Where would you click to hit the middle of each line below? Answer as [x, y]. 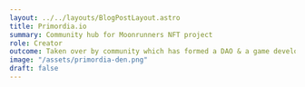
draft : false [34, 69]
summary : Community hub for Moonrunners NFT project [111, 34]
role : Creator [36, 43]
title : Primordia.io [49, 26]
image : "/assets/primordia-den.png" [79, 60]
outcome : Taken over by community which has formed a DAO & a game [140, 52]
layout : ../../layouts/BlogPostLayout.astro [95, 18]
